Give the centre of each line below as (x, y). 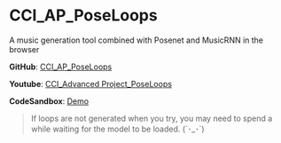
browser (24, 49)
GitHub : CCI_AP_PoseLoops (61, 67)
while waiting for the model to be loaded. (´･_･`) (118, 129)
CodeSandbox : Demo (49, 101)
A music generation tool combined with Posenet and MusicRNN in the (137, 40)
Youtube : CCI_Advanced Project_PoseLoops (91, 83)
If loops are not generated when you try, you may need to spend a (152, 118)
